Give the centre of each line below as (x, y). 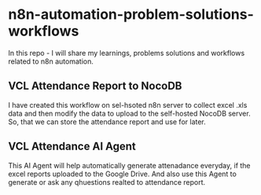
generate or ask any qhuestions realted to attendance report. (107, 182)
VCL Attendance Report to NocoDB (95, 86)
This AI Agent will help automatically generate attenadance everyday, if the (129, 165)
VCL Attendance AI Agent (72, 147)
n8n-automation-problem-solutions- (131, 15)
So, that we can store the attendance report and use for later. (107, 121)
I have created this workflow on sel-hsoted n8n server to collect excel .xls (128, 105)
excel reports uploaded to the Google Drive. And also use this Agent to (123, 174)
